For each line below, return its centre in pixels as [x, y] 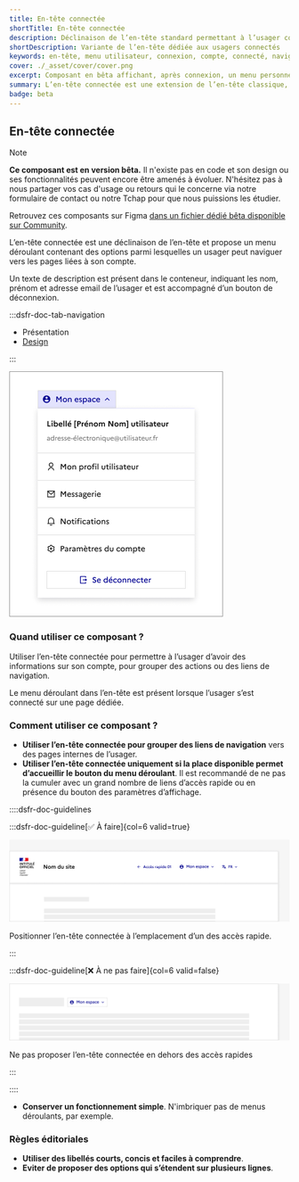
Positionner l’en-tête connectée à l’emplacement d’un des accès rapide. [141, 936]
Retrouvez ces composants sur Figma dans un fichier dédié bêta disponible [148, 216]
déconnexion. [34, 298]
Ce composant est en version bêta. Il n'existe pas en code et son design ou [149, 170]
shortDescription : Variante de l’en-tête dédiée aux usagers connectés [145, 47]
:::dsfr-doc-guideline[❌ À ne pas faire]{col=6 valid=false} [114, 971]
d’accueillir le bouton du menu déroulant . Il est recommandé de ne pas [154, 773]
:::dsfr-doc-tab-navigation [57, 315]
